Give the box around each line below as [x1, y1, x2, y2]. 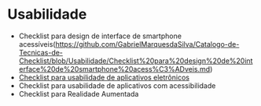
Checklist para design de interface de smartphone [18, 31, 182, 41]
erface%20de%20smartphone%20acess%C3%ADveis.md [18, 64, 211, 73]
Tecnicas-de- [18, 48, 64, 57]
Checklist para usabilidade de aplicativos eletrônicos [18, 72, 190, 82]
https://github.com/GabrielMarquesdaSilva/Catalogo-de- [55, 39, 240, 48]
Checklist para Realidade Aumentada [18, 89, 139, 98]
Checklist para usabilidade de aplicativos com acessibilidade [18, 80, 216, 90]
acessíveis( [18, 39, 56, 48]
